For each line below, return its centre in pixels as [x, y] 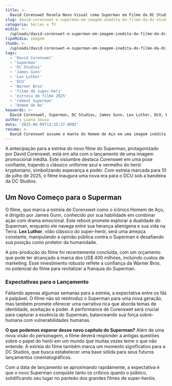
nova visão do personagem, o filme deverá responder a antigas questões [82, 336]
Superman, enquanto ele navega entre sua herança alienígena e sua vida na [85, 226]
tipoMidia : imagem [25, 39]
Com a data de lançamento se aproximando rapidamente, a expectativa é [82, 368]
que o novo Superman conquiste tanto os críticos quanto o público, [76, 373]
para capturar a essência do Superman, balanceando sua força [72, 315]
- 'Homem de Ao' [27, 106]
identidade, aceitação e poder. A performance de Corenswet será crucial [82, 309]
